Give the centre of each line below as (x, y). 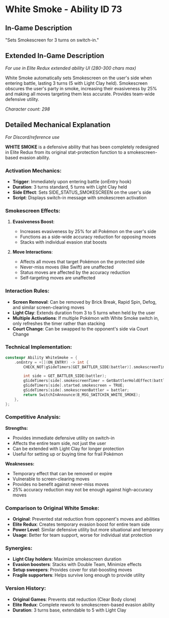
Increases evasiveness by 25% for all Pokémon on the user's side (88, 232)
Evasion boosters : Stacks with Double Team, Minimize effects (77, 565)
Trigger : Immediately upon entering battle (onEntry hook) (72, 181)
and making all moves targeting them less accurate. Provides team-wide (80, 94)
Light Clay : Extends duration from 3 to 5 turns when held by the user (84, 313)
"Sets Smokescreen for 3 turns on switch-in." (52, 40)
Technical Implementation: (38, 347)
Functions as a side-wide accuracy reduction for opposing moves (88, 237)
